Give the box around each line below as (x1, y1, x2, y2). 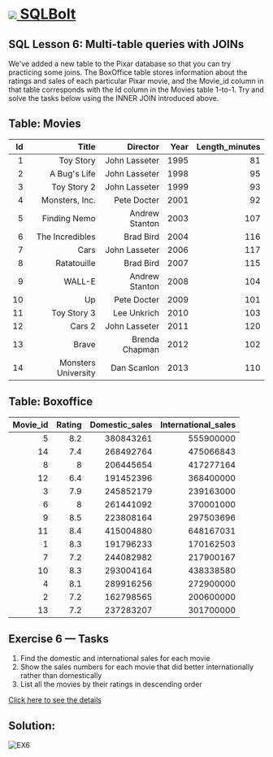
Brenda (131, 333, 160, 345)
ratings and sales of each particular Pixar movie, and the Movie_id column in (8, 76, 264, 85)
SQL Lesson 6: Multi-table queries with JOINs (8, 37, 245, 51)
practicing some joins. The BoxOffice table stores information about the (8, 67, 248, 77)
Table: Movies (8, 117, 81, 131)
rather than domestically (19, 671, 102, 681)
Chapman (122, 343, 160, 355)
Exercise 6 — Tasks (8, 632, 110, 646)
